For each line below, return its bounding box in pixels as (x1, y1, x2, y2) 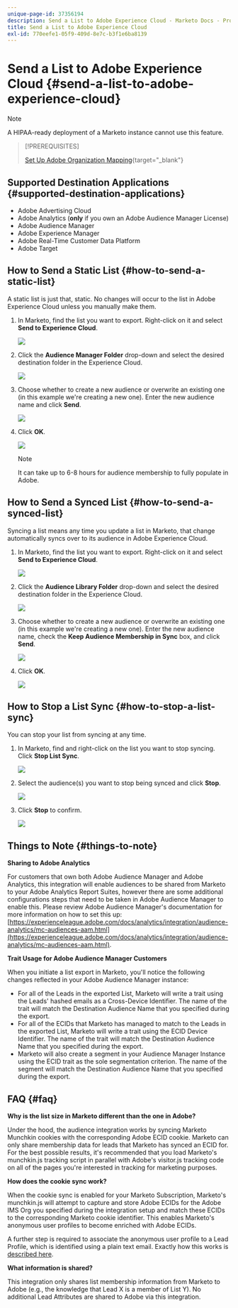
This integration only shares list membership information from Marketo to (7, 1277, 221, 1286)
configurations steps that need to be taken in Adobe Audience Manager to (7, 895, 224, 904)
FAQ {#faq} (7, 1093, 58, 1105)
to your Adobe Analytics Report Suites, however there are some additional (7, 887, 223, 896)
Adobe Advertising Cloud (17, 207, 92, 215)
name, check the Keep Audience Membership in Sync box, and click (17, 632, 220, 640)
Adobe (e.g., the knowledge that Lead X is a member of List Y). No (7, 1285, 202, 1294)
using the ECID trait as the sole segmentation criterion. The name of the (17, 1057, 227, 1066)
